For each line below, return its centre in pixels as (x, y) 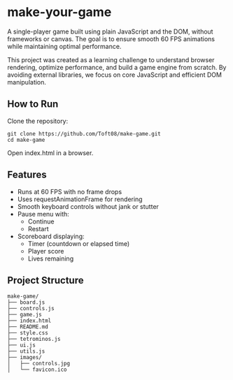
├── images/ (24, 358)
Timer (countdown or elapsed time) (79, 243)
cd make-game (26, 140)
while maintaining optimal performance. (64, 46)
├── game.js (24, 315)
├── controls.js (31, 309)
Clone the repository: (38, 121)
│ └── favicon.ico (37, 370)
